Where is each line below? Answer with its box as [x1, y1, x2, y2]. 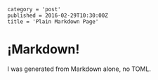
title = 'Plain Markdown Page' [7, 18, 99, 25]
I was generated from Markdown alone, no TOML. [7, 65, 151, 73]
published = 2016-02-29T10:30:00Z [7, 12, 109, 19]
